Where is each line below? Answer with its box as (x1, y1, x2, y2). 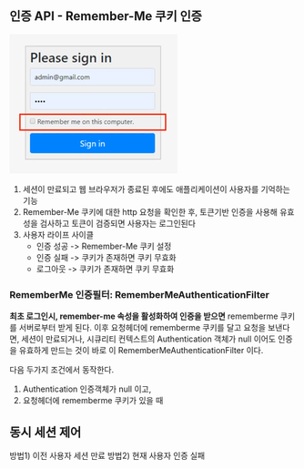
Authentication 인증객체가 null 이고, (22, 383, 152, 394)
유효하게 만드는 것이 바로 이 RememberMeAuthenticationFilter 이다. (18, 345, 264, 356)
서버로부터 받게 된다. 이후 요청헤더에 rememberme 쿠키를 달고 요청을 (18, 322, 267, 333)
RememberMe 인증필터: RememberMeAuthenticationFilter (9, 288, 270, 301)
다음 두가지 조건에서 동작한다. (9, 364, 115, 375)
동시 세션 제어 (9, 424, 82, 440)
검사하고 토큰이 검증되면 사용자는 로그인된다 (39, 218, 196, 229)
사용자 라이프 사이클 (22, 229, 94, 240)
